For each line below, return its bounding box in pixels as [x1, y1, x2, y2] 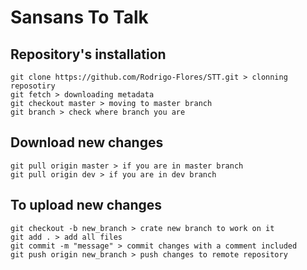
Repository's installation [10, 46, 167, 63]
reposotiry [10, 81, 56, 91]
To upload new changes [10, 197, 163, 214]
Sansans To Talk [10, 6, 149, 29]
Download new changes [10, 134, 164, 151]
